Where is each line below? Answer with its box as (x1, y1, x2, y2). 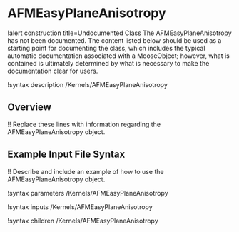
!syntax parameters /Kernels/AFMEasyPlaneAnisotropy (7, 188, 169, 197)
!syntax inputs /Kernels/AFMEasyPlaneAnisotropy (7, 202, 153, 211)
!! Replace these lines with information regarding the (7, 120, 161, 128)
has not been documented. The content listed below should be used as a (7, 36, 222, 44)
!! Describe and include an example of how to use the (7, 167, 164, 176)
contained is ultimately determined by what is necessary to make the (7, 59, 210, 67)
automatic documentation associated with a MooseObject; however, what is (7, 51, 230, 60)
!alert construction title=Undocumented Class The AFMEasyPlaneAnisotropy (7, 29, 232, 37)
